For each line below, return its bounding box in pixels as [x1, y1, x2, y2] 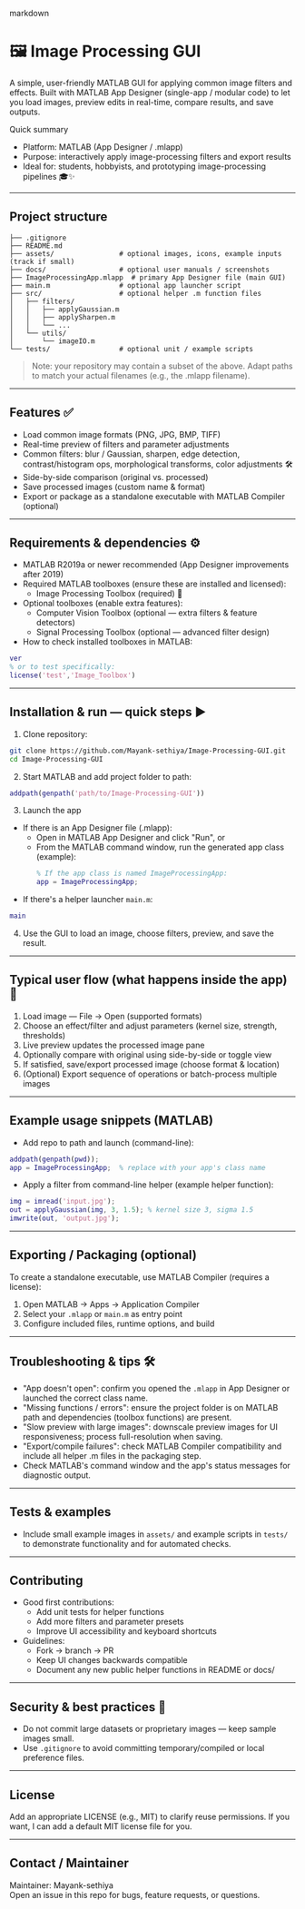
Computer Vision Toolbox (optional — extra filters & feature [35, 607, 258, 618]
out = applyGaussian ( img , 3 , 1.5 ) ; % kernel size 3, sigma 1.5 [9, 1205, 254, 1215]
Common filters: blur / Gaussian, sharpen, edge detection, [22, 448, 241, 459]
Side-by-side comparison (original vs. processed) [22, 471, 209, 482]
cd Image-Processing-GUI [9, 754, 103, 763]
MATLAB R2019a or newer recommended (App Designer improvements [22, 559, 290, 570]
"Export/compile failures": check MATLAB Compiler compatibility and [22, 1441, 282, 1451]
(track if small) [9, 257, 75, 266]
